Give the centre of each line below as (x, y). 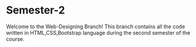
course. (15, 39)
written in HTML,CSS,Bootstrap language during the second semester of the (98, 32)
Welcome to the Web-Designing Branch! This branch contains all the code (96, 26)
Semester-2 (36, 10)
